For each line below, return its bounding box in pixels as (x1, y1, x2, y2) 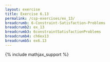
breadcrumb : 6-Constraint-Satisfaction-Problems (5, 20, 106, 25)
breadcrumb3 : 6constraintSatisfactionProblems (5, 29, 101, 34)
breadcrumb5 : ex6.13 (5, 38, 47, 43)
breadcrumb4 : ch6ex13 (5, 34, 49, 39)
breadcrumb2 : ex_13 (5, 25, 45, 30)
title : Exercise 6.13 (5, 12, 49, 16)
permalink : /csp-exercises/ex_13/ (5, 16, 75, 21)
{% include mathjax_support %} (5, 51, 69, 57)
